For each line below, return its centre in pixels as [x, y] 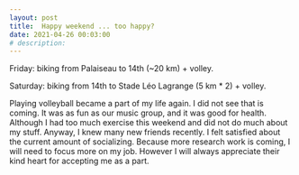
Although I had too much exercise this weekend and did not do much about [149, 123]
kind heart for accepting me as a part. [80, 161]
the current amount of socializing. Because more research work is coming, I [150, 142]
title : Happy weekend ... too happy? [82, 26]
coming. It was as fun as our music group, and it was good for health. [138, 113]
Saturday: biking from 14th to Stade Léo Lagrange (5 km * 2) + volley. [138, 86]
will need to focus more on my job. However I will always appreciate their [145, 152]
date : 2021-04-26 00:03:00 [60, 34]
